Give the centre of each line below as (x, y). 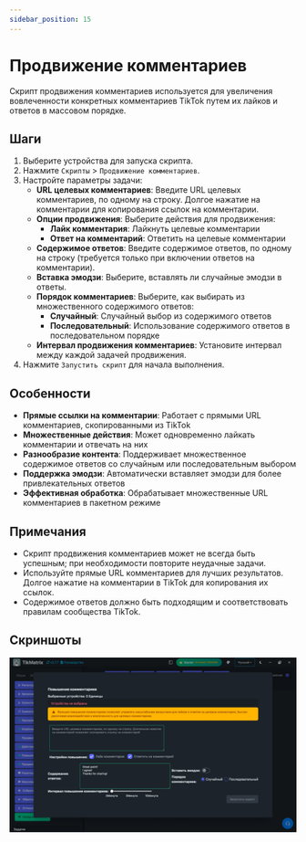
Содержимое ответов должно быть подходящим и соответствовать (155, 602)
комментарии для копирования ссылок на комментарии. (148, 209)
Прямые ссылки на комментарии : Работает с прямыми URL (142, 416)
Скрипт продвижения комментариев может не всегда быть (139, 553)
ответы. (51, 287)
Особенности (50, 393)
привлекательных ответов (74, 483)
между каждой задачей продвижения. (111, 355)
